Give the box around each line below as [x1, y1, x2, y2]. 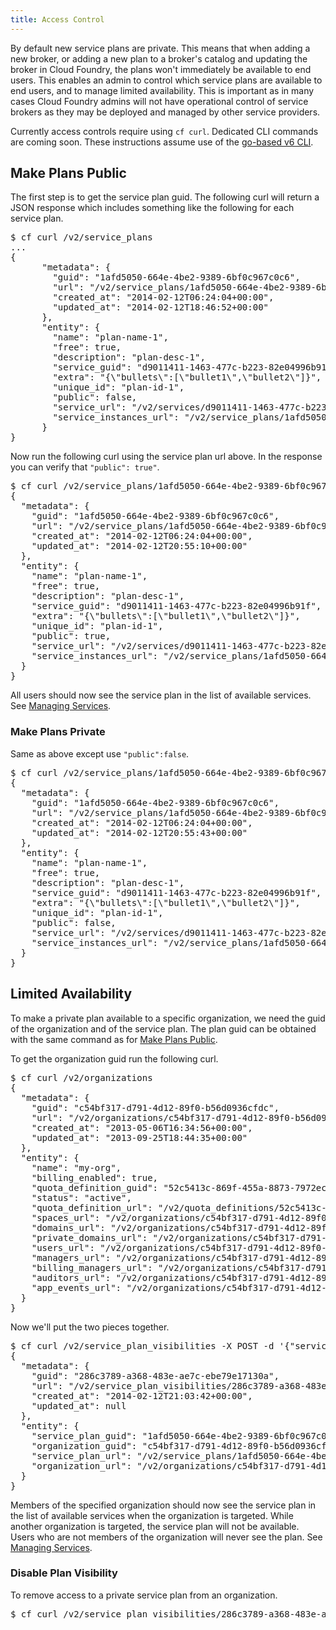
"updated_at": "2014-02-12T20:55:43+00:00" [31, 827, 248, 838]
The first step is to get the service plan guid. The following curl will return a [10, 191, 320, 203]
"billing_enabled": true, [31, 1172, 159, 1183]
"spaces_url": [31, 1212, 101, 1223]
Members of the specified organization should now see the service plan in [10, 1499, 317, 1511]
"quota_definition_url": [31, 1202, 153, 1213]
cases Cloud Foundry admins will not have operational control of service [10, 95, 309, 107]
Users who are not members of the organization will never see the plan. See [10, 1531, 323, 1543]
